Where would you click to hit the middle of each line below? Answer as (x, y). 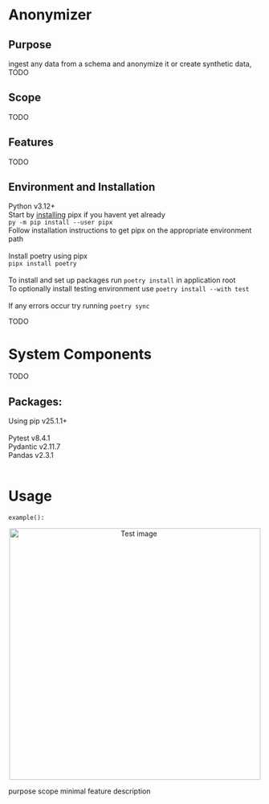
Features (31, 142)
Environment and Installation (82, 187)
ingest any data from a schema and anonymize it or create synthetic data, (130, 64)
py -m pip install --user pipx (61, 223)
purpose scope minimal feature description (79, 791)
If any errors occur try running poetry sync (79, 306)
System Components (80, 354)
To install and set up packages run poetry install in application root (122, 280)
